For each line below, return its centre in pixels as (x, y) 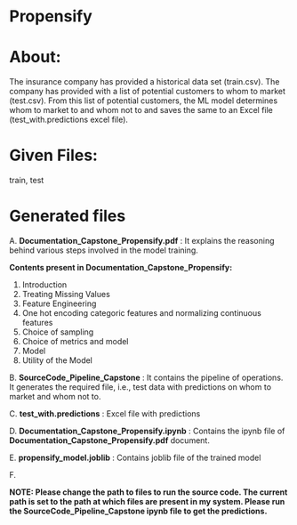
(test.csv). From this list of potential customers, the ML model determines (144, 101)
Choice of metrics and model (75, 341)
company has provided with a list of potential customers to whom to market (148, 92)
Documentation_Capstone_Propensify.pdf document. (110, 440)
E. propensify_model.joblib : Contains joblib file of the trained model (135, 457)
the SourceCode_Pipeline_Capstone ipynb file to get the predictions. (138, 511)
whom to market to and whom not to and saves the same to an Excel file (141, 110)
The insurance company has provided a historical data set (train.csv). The (144, 82)
